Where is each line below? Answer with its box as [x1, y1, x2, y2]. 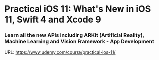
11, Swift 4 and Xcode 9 [4, 14, 102, 25]
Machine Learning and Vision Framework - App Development [4, 38, 154, 45]
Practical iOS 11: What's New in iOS [4, 3, 151, 15]
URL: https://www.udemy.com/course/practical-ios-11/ [4, 49, 116, 55]
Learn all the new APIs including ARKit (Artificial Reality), [4, 32, 144, 39]
